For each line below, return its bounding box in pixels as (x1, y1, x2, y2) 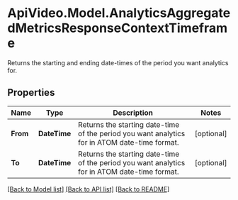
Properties (7, 87, 55, 99)
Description (113, 108, 154, 118)
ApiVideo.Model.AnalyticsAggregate (7, 5, 231, 21)
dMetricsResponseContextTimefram (7, 20, 228, 36)
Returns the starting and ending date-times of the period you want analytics (7, 58, 229, 67)
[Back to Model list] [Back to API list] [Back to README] (7, 184, 170, 193)
